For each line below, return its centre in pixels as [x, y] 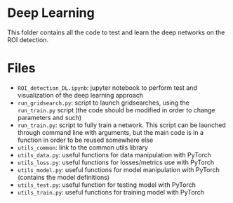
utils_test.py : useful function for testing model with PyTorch [107, 185]
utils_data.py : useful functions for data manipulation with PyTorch [114, 155]
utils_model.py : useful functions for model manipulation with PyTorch [118, 169]
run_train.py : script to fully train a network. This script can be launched [121, 125]
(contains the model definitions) [64, 177]
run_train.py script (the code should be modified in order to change [116, 110]
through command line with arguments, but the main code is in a [111, 132]
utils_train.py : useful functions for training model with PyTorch [111, 192]
